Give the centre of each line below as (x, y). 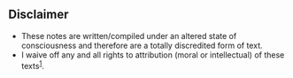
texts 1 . (33, 65)
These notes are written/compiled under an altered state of (129, 35)
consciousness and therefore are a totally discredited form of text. (142, 45)
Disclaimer (39, 15)
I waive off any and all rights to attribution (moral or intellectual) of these (153, 55)
